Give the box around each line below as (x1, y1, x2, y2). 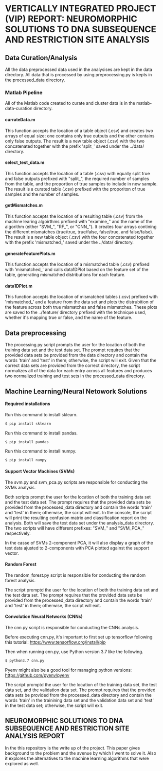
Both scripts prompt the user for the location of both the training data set (5, 494, 151, 499)
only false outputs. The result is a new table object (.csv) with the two (5, 138, 145, 144)
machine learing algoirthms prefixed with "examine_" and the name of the (5, 218, 153, 224)
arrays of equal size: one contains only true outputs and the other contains (5, 133, 155, 138)
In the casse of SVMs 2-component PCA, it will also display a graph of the (5, 540, 153, 545)
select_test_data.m (5, 159, 45, 165)
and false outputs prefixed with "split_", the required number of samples (5, 176, 149, 181)
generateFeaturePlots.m (5, 250, 55, 256)
